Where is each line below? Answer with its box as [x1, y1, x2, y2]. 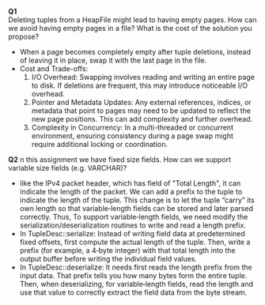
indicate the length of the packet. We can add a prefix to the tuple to [19, 187, 243, 196]
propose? [8, 32, 40, 41]
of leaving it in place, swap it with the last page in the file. [19, 55, 207, 65]
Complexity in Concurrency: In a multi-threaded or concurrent [31, 122, 233, 132]
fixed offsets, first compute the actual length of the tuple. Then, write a [19, 237, 251, 247]
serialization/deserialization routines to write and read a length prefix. [19, 220, 247, 230]
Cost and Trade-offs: [19, 64, 89, 73]
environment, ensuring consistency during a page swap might [31, 131, 233, 141]
